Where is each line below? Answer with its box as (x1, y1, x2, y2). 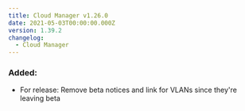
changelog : (8, 33, 45, 42)
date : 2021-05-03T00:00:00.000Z (8, 19, 115, 27)
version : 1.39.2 (8, 26, 62, 34)
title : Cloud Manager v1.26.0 (8, 11, 109, 20)
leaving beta (19, 94, 61, 103)
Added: (8, 67, 37, 78)
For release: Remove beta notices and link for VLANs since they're (19, 85, 237, 95)
